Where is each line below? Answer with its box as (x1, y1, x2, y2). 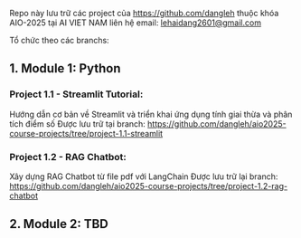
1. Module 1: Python (9, 61, 121, 76)
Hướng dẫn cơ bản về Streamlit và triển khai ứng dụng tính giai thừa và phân (9, 109, 293, 119)
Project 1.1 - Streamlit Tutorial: (9, 88, 144, 100)
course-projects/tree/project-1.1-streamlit (9, 128, 164, 138)
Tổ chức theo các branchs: (9, 35, 110, 45)
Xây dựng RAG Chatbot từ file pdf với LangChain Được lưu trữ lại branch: (9, 171, 278, 182)
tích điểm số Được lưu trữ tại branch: (9, 118, 146, 129)
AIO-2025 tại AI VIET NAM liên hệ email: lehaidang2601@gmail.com (9, 17, 262, 28)
